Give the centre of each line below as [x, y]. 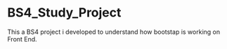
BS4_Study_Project [64, 13]
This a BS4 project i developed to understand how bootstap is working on [113, 32]
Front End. [22, 39]
